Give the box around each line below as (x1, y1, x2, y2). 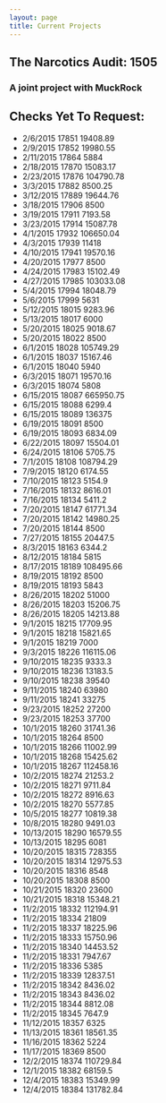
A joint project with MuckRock (9, 81, 143, 94)
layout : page (9, 13, 58, 22)
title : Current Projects (9, 21, 102, 30)
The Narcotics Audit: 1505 (9, 55, 158, 70)
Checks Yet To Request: (9, 109, 145, 124)
